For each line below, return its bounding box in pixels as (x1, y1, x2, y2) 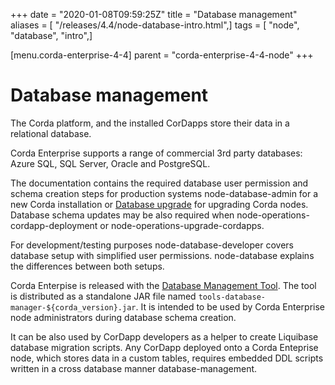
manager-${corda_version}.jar (10, 302, 137, 313)
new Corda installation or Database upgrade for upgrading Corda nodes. (10, 198, 309, 210)
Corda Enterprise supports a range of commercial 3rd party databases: (10, 147, 303, 159)
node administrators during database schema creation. (10, 311, 237, 323)
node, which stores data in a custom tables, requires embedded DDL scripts (10, 352, 324, 364)
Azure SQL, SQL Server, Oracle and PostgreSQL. (10, 157, 211, 169)
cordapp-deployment (10, 219, 98, 231)
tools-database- (198, 292, 267, 302)
